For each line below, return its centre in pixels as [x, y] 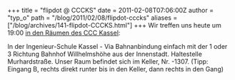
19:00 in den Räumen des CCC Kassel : [64, 33]
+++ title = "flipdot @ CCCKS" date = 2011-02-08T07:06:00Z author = [111, 10]
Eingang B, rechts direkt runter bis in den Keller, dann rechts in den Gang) [115, 69]
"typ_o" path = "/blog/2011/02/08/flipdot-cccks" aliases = [92, 18]
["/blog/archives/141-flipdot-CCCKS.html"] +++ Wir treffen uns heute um [114, 25]
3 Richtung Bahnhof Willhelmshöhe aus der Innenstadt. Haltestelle [105, 54]
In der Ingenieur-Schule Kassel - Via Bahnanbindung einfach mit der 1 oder [117, 46]
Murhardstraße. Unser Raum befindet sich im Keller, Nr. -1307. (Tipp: [108, 62]
